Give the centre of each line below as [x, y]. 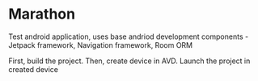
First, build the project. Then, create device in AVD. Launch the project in [129, 61]
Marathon [42, 14]
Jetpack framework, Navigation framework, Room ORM [101, 45]
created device [34, 69]
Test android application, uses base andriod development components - [129, 36]
